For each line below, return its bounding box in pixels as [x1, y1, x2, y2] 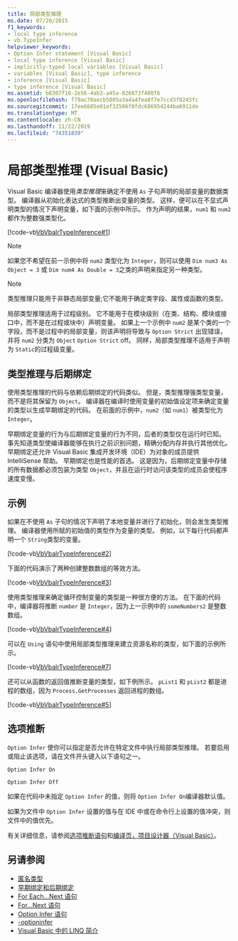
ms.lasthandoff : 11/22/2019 [7, 122, 91, 130]
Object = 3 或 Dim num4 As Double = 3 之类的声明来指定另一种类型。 [7, 265, 206, 274]
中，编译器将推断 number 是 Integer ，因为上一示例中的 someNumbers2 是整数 [7, 602, 227, 610]
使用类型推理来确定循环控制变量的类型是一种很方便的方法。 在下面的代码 [7, 592, 221, 601]
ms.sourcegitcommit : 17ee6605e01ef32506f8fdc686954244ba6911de [7, 103, 199, 110]
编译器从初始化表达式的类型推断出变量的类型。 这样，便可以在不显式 [21, 196, 222, 205]
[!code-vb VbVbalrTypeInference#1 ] [7, 228, 111, 237]
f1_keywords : [7, 23, 46, 31]
